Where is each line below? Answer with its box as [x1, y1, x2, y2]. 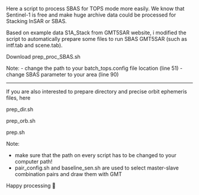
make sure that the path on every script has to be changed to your [14, 152, 176, 159]
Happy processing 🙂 [6, 182, 56, 189]
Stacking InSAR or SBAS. [6, 18, 67, 24]
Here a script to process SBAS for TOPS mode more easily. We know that [6, 5, 185, 12]
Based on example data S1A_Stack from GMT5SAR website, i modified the [6, 29, 187, 36]
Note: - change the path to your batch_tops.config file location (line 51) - [6, 65, 182, 72]
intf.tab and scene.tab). [6, 41, 63, 49]
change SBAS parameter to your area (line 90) [6, 71, 119, 78]
